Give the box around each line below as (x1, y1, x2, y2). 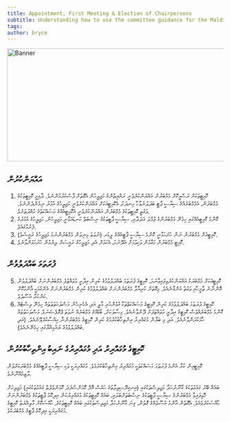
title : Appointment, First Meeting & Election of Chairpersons (7, 10, 192, 17)
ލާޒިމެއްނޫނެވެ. (7, 369, 32, 378)
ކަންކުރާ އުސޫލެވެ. (16, 292, 48, 300)
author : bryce (7, 29, 48, 36)
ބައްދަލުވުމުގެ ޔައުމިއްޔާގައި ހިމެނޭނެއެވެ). (16, 323, 85, 331)
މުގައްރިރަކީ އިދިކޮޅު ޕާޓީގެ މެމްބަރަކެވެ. (7, 406, 67, 414)
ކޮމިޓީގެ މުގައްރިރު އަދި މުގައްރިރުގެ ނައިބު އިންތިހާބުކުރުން (7, 344, 144, 355)
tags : (7, 23, 23, 30)
